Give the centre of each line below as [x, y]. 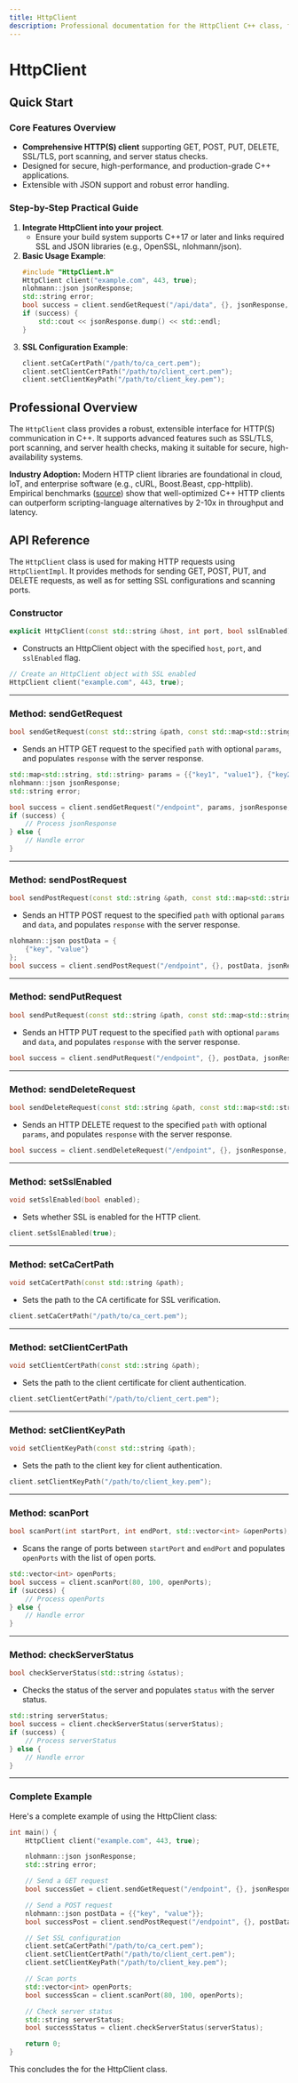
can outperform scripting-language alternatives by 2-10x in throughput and [146, 503]
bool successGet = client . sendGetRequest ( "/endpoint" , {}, [137, 1890]
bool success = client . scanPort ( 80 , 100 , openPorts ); [111, 1582]
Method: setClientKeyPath [67, 1430]
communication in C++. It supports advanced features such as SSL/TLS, [141, 438]
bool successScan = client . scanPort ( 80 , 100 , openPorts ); [134, 1995]
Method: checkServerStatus [72, 1655]
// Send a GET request [67, 1881]
